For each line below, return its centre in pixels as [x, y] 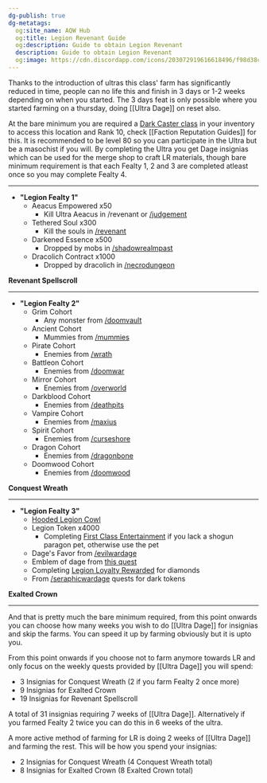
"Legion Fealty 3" [50, 511]
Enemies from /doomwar [84, 370]
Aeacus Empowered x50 [72, 206]
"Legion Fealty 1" [49, 197]
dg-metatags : [30, 23]
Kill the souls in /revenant [85, 231]
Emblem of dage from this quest [84, 562]
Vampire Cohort [58, 413]
